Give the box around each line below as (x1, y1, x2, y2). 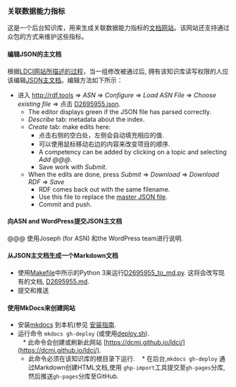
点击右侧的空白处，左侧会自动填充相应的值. (38, 130, 164, 139)
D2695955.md (45, 277, 88, 285)
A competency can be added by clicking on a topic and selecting (38, 147, 227, 156)
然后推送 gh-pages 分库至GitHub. (27, 372, 119, 381)
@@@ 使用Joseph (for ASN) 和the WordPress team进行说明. (7, 234, 183, 242)
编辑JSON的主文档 (7, 49, 62, 58)
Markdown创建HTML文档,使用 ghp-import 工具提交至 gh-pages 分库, (34, 363, 225, 371)
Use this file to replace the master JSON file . (38, 192, 168, 201)
